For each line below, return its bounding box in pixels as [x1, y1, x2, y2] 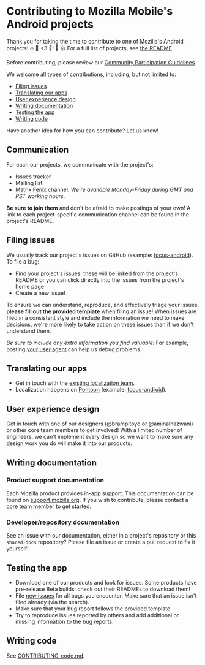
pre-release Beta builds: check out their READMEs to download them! [15, 585, 191, 593]
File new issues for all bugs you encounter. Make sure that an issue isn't [15, 591, 197, 599]
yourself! [6, 545, 29, 552]
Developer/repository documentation [6, 518, 120, 526]
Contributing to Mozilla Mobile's [6, 4, 173, 18]
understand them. [6, 327, 51, 335]
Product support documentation [6, 476, 104, 484]
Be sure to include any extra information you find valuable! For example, [6, 339, 188, 346]
